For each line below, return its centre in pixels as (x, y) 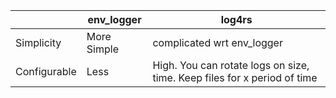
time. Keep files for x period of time (235, 77)
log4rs (236, 19)
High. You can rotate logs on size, (231, 65)
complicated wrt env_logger (217, 42)
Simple (102, 49)
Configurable (46, 71)
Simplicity (38, 42)
